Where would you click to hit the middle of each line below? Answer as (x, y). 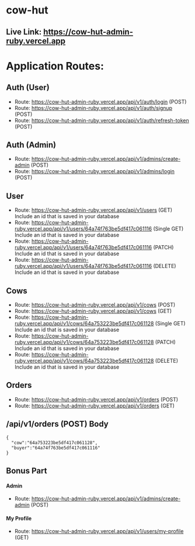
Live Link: (24, 32)
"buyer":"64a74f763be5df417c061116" (56, 448)
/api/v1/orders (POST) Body (58, 424)
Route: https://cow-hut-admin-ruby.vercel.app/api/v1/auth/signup (93, 108)
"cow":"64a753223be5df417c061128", (55, 442)
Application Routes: (55, 66)
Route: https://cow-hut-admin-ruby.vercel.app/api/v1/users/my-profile (99, 531)
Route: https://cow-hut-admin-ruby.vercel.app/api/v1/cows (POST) (95, 305)
